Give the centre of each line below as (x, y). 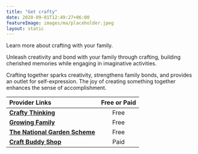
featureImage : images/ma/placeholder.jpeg (60, 23)
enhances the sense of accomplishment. (56, 88)
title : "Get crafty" (32, 12)
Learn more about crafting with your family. (60, 46)
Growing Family (32, 122)
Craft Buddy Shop (35, 142)
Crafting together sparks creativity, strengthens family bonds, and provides (99, 75)
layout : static (25, 28)
